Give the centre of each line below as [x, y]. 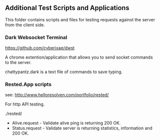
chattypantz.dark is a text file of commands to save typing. [64, 72]
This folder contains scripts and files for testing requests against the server [80, 19]
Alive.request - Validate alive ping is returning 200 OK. [66, 123]
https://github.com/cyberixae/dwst [40, 48]
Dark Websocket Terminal [36, 37]
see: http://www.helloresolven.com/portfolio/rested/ [57, 95]
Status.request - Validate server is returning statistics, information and [82, 128]
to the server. [18, 62]
